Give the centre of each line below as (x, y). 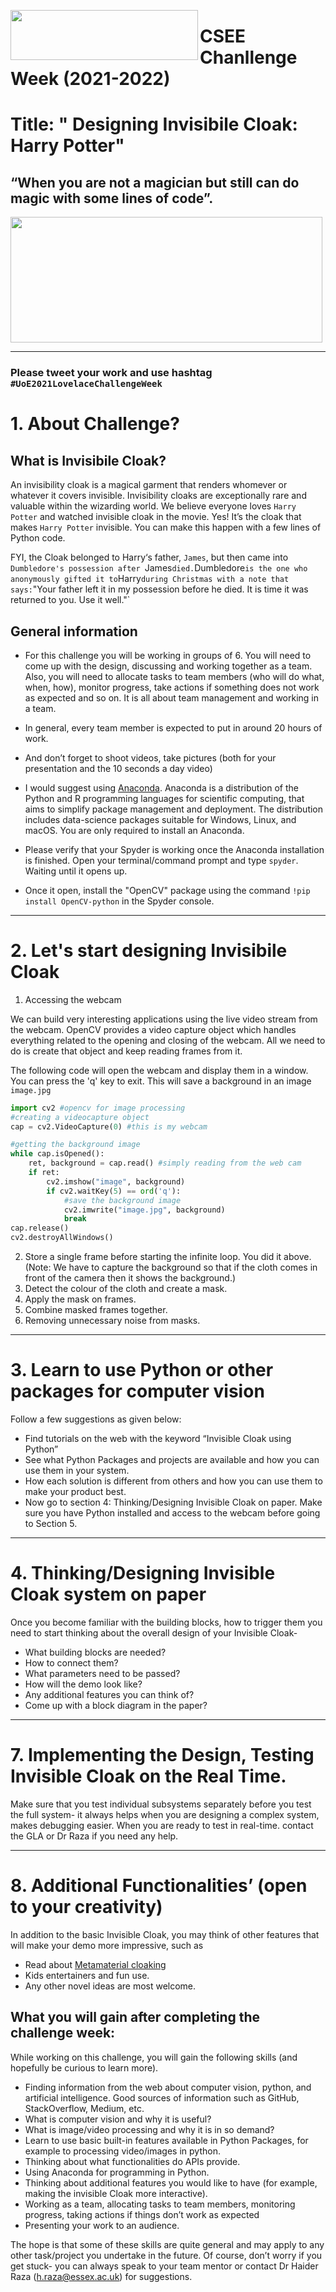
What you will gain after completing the (135, 2017)
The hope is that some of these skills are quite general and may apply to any (167, 2244)
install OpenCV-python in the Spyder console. (119, 901)
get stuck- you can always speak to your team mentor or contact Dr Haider (164, 2266)
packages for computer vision (137, 1391)
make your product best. (75, 1492)
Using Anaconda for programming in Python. (117, 2172)
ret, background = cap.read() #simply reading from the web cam (165, 1163)
